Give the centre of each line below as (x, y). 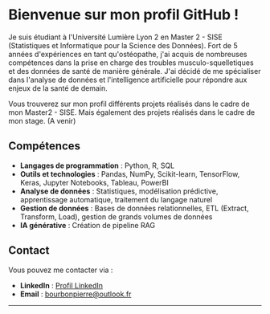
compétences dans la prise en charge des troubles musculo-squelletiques (131, 63)
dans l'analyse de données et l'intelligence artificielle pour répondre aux (128, 80)
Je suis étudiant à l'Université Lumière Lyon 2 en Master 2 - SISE (115, 37)
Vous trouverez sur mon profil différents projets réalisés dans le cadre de (129, 104)
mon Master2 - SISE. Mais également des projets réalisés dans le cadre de (132, 112)
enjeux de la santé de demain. (58, 88)
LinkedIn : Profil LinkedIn (61, 285)
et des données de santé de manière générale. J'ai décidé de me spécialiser (135, 71)
